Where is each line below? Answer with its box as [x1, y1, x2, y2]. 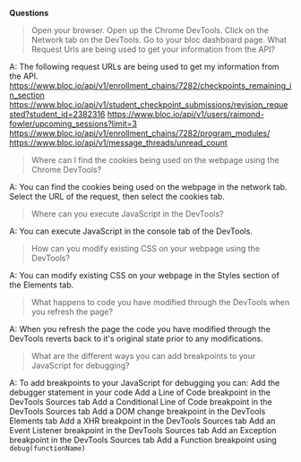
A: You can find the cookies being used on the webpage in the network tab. [9, 182, 288, 192]
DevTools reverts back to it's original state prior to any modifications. [9, 333, 264, 344]
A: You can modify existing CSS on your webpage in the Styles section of [9, 270, 279, 280]
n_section [9, 90, 45, 100]
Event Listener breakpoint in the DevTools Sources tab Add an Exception [9, 425, 278, 435]
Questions [9, 8, 49, 18]
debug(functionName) [9, 444, 87, 453]
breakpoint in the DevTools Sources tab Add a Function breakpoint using [9, 434, 278, 445]
